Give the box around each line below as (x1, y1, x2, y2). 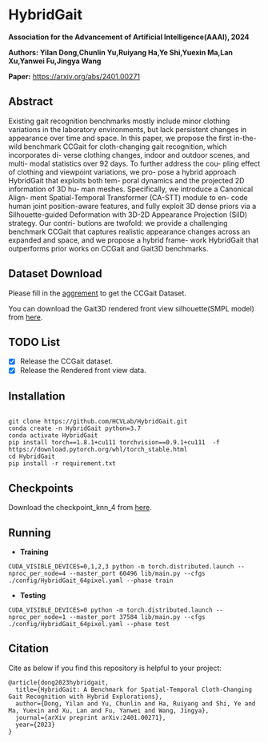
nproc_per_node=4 (8, 569, 66, 577)
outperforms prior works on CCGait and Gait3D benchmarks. (8, 243, 209, 253)
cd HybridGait (8, 452, 56, 461)
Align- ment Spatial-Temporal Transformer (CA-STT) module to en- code (8, 192, 248, 202)
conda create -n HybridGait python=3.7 (8, 424, 142, 433)
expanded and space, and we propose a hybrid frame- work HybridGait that (8, 235, 259, 245)
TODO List (8, 335, 60, 349)
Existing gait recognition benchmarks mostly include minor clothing (8, 116, 230, 126)
